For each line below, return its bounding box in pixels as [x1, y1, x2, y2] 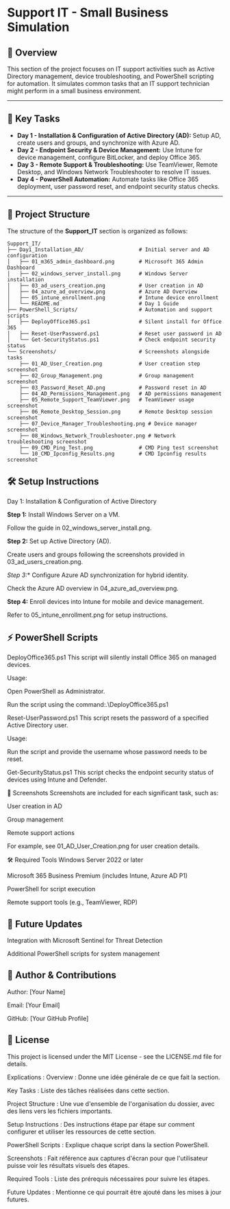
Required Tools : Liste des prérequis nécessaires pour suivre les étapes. [7, 1175, 210, 1183]
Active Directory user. [7, 721, 68, 729]
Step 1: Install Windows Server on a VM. [7, 510, 120, 519]
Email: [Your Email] [7, 1000, 60, 1009]
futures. [7, 1195, 29, 1204]
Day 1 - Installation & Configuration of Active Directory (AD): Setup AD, [16, 131, 221, 139]
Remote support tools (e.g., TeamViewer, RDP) [7, 898, 138, 906]
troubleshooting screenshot [7, 438, 88, 445]
